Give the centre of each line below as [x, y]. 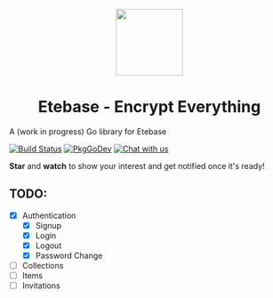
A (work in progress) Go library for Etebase [88, 131]
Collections [43, 266]
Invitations [41, 286]
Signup [48, 225]
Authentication [49, 215]
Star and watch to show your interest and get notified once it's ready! [137, 165]
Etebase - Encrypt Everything [149, 107]
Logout [48, 246]
